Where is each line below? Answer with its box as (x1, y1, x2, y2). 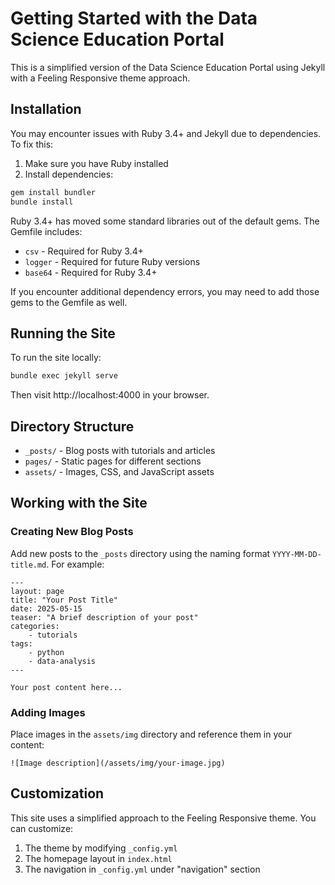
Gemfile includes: (10, 225, 83, 237)
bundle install (10, 197, 74, 207)
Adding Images (10, 705, 86, 719)
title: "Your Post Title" (10, 595, 118, 605)
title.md (10, 560, 47, 570)
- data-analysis (28, 656, 97, 666)
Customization (10, 785, 105, 802)
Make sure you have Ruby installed (24, 157, 169, 169)
